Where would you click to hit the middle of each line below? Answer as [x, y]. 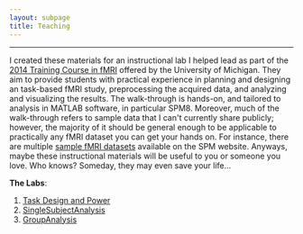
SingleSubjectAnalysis [64, 210]
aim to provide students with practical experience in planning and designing [150, 79]
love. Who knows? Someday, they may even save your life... [120, 165]
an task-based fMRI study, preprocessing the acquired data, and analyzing [148, 89]
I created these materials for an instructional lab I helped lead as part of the [149, 60]
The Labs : [28, 183]
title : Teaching [40, 26]
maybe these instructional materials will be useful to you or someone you [145, 156]
